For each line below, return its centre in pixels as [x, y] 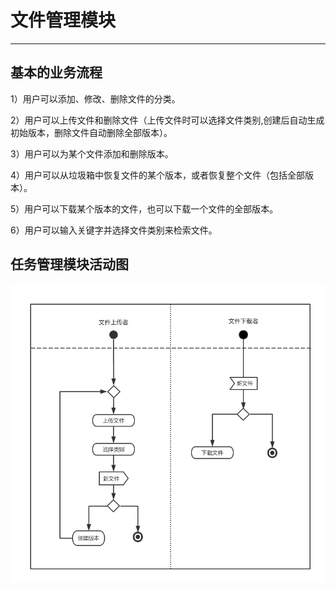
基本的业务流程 [56, 72]
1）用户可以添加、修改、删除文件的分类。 [95, 98]
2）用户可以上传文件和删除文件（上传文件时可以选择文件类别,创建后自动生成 [167, 120]
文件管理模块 [63, 20]
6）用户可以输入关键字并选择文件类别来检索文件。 [114, 230]
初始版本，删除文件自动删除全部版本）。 [91, 132]
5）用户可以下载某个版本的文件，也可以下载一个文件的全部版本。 [144, 208]
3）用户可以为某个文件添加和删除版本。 [92, 153]
